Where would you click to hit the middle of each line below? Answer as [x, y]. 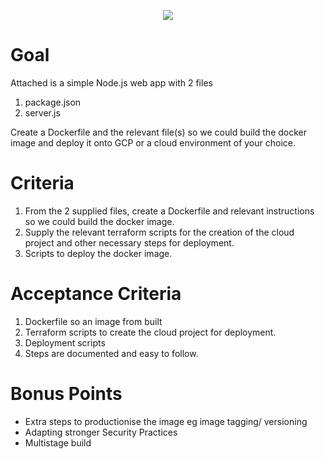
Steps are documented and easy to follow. [111, 353]
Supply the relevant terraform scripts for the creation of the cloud [159, 232]
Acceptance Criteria [96, 294]
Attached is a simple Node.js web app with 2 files [111, 82]
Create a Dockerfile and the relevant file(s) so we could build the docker [159, 132]
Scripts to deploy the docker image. [98, 253]
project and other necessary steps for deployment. [129, 242]
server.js [42, 112]
